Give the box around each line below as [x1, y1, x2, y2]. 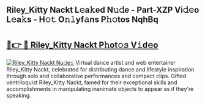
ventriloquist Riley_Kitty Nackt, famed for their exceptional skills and [6, 79, 177, 86]
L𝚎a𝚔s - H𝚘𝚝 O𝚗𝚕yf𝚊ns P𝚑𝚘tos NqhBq [6, 15, 158, 25]
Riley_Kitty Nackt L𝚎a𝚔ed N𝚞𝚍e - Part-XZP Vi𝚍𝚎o [6, 5, 199, 15]
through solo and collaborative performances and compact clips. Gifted [6, 73, 187, 79]
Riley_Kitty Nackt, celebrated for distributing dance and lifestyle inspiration [6, 66, 195, 73]
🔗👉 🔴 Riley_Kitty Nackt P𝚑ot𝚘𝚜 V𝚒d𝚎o [6, 40, 158, 50]
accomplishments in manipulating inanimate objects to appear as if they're [6, 85, 194, 92]
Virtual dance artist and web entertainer [75, 59, 176, 66]
